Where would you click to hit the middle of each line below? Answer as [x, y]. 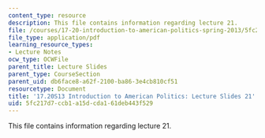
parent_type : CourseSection [54, 74]
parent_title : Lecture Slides [58, 67]
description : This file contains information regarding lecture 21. [123, 23]
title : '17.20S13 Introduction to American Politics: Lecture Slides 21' [132, 96]
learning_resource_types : [50, 45]
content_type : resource [47, 15]
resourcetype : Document [47, 89]
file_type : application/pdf [54, 37]
